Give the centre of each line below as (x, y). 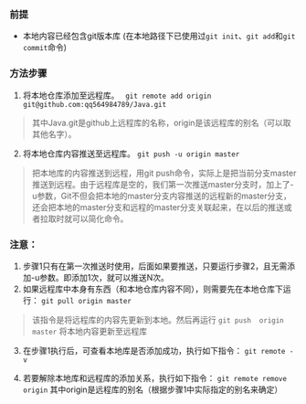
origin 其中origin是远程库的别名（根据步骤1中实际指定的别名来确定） (153, 389)
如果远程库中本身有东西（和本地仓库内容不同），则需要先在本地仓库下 (153, 289)
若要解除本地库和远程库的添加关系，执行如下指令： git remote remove (155, 377)
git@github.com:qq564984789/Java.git (95, 104)
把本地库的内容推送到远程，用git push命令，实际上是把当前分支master (164, 173)
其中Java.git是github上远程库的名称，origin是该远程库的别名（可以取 (161, 122)
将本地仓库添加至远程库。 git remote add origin (117, 95)
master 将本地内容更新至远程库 (90, 331)
